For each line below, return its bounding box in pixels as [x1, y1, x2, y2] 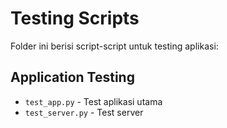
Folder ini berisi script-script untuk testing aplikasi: [10, 40, 219, 52]
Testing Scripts [10, 7, 140, 30]
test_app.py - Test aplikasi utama [24, 95, 163, 107]
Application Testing [10, 69, 135, 86]
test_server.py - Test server [24, 106, 144, 118]
